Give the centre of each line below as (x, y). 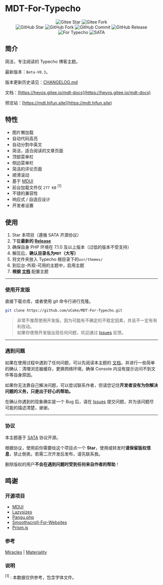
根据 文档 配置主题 (30, 272)
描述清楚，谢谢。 (35, 407)
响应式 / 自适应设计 (31, 200)
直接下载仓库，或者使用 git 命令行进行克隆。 (49, 301)
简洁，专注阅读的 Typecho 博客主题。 (43, 61)
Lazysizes (22, 512)
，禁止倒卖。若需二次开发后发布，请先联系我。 (56, 454)
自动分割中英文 (27, 145)
